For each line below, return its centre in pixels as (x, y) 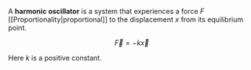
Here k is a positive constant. (55, 58)
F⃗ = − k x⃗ (132, 43)
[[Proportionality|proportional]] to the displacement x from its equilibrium (126, 19)
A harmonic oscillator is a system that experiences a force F (106, 11)
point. (18, 28)
